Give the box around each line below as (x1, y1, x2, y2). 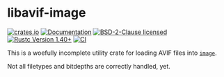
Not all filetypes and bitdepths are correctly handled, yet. (7, 62, 170, 70)
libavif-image (7, 5, 86, 21)
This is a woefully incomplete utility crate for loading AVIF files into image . (7, 49, 217, 57)
